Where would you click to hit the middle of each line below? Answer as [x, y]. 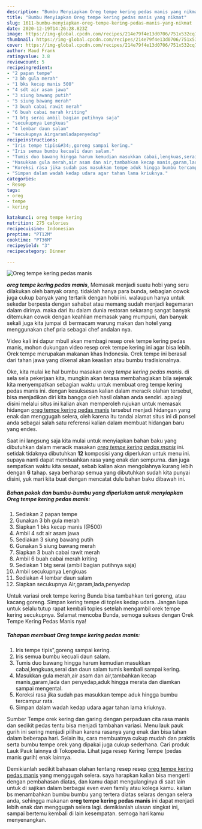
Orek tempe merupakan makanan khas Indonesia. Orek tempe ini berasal [97, 354]
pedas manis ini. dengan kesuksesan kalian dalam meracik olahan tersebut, [100, 391]
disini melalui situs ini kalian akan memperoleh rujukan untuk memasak [94, 404]
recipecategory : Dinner [37, 251]
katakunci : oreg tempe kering [45, 218]
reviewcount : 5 [26, 62]
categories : [22, 179]
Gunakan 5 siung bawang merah [56, 546]
